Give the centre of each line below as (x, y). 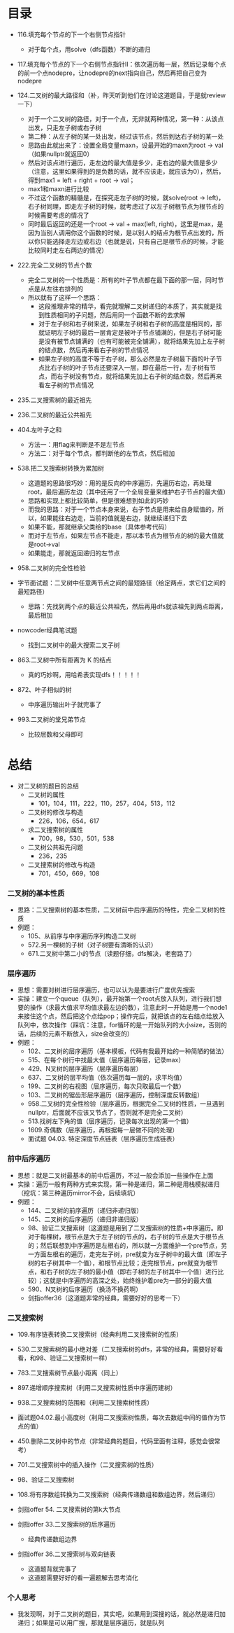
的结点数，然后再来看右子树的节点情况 (93, 349)
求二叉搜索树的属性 (56, 829)
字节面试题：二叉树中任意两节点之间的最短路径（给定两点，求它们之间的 (121, 583)
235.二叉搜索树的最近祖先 (54, 400)
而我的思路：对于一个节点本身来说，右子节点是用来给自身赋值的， (123, 509)
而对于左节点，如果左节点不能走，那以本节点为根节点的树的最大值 (123, 535)
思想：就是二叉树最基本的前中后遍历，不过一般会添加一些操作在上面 (115, 1175)
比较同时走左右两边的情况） (68, 250)
